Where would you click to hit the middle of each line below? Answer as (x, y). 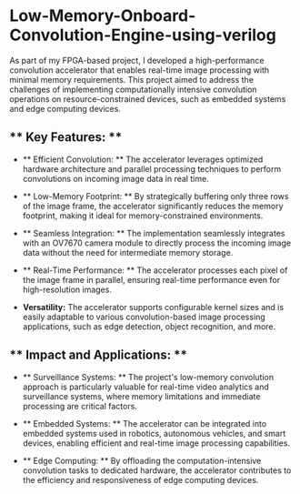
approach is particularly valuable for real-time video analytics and (146, 387)
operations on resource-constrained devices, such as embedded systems (148, 99)
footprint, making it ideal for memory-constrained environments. (143, 216)
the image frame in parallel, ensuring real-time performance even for (151, 279)
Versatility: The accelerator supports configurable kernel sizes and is (153, 307)
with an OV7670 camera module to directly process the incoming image (157, 243)
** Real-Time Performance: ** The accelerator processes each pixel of (155, 270)
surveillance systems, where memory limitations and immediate (141, 396)
